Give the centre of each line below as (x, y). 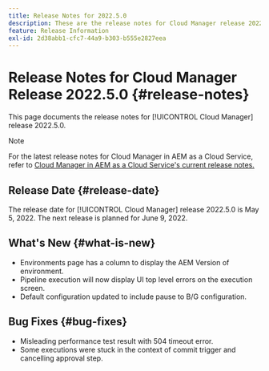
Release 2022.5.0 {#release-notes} (129, 95)
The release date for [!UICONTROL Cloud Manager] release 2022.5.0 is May (134, 210)
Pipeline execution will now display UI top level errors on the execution (136, 279)
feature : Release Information (59, 30)
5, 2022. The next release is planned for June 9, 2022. (98, 218)
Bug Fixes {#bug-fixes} (68, 322)
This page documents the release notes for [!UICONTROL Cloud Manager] (131, 117)
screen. (32, 288)
